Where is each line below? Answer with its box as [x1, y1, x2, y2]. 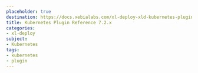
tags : [6, 47, 19, 53]
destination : [6, 14, 38, 20]
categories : [6, 25, 35, 31]
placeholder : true [6, 8, 51, 15]
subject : [6, 36, 28, 42]
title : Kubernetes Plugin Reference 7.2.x [6, 19, 112, 25]
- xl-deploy [6, 31, 35, 36]
